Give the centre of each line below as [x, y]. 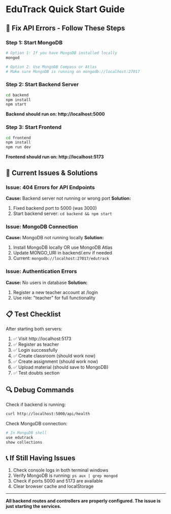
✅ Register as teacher [36, 344]
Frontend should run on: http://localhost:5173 [55, 157]
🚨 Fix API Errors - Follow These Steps [65, 28]
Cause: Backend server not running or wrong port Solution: [69, 198]
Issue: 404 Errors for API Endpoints [50, 187]
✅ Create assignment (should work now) [56, 361]
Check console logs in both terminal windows [61, 470]
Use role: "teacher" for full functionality [54, 298]
